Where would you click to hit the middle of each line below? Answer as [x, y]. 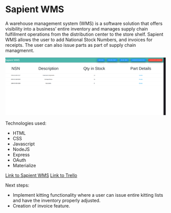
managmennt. [20, 50]
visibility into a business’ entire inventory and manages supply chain [77, 28]
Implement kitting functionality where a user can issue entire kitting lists [88, 195]
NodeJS [21, 149]
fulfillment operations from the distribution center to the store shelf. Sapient [84, 34]
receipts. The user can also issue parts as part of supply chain [71, 45]
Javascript [24, 144]
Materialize [24, 165]
